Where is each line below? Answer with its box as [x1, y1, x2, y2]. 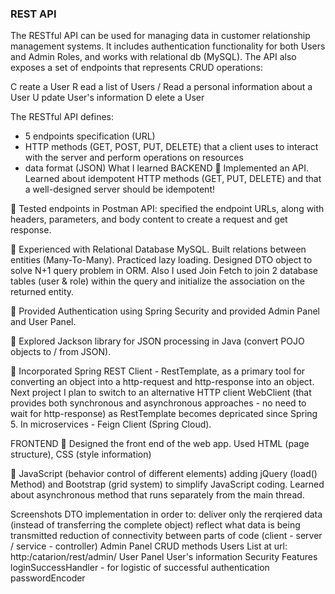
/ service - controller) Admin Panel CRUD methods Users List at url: [10, 540, 288, 552]
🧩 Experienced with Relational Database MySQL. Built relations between [10, 243, 307, 256]
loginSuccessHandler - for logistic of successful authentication [10, 562, 270, 574]
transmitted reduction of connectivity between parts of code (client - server [10, 530, 323, 542]
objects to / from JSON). [10, 346, 112, 358]
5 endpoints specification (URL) [24, 130, 156, 142]
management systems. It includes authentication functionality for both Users [10, 40, 326, 52]
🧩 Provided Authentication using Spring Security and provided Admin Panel [10, 305, 320, 317]
